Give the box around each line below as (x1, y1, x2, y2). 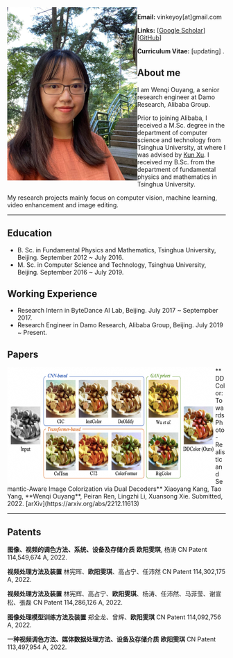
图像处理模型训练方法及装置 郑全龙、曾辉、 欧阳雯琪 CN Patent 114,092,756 (7, 613, 222, 621)
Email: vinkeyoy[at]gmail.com (137, 13, 222, 21)
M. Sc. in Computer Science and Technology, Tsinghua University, (17, 260, 207, 269)
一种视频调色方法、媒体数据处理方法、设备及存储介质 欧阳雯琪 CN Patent (7, 635, 216, 643)
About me (137, 67, 181, 79)
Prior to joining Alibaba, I (137, 114, 208, 122)
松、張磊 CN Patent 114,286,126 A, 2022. (7, 598, 123, 607)
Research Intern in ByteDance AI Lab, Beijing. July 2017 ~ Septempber (17, 306, 218, 315)
